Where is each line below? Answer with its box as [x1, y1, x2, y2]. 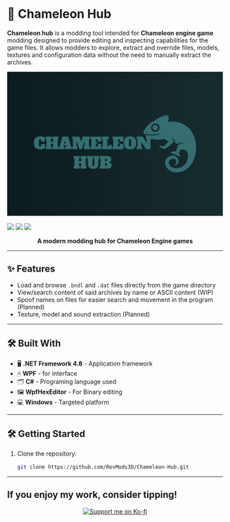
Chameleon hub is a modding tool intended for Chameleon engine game [7, 29, 214, 37]
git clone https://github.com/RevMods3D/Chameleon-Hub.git [16, 464, 190, 471]
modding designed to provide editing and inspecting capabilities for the [7, 36, 209, 44]
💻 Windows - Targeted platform [16, 398, 110, 407]
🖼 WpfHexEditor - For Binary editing [16, 388, 123, 396]
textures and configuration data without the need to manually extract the [7, 51, 212, 59]
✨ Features [7, 263, 55, 274]
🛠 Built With [7, 337, 62, 349]
